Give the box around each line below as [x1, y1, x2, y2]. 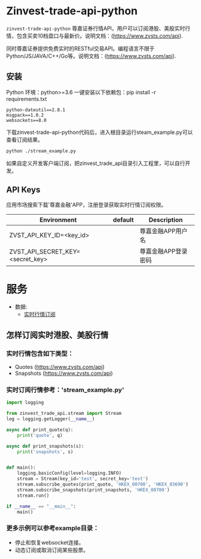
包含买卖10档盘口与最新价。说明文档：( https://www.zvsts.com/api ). [16, 32, 184, 39]
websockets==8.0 [6, 117, 47, 123]
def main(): [6, 465, 36, 471]
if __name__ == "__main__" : [6, 503, 77, 509]
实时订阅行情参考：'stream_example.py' [6, 386, 124, 394]
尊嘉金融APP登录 [139, 247, 188, 255]
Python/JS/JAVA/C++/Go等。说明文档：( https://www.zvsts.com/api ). [6, 52, 176, 59]
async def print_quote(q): [6, 426, 74, 433]
